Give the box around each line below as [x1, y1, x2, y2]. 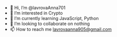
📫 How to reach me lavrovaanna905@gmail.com [10, 26, 112, 32]
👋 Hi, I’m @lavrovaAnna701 [10, 5, 66, 10]
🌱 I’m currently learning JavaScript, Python [10, 15, 99, 21]
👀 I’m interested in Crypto [10, 10, 63, 16]
